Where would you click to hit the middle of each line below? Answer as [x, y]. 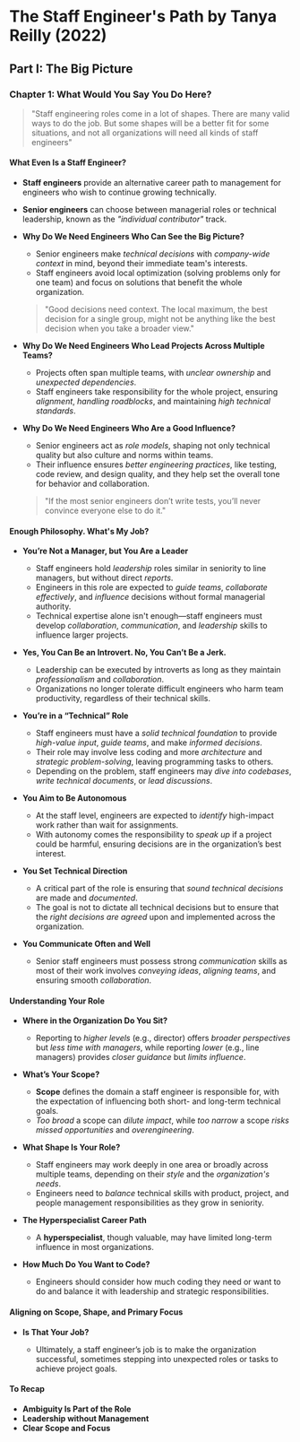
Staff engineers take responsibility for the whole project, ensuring [157, 392]
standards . [56, 411]
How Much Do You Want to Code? [86, 1264]
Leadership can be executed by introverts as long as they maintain [158, 670]
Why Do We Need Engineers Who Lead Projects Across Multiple [143, 346]
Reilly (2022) [58, 35]
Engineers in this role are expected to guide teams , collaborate [152, 587]
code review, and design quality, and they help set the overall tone [158, 474]
